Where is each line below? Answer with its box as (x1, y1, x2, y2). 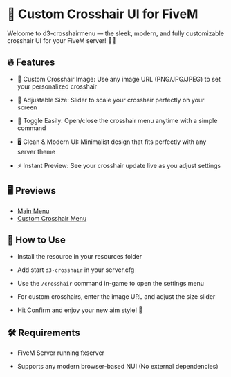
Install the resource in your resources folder (17, 252, 142, 261)
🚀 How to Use (7, 234, 66, 246)
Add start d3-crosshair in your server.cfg (17, 266, 135, 274)
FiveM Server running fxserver (17, 349, 105, 357)
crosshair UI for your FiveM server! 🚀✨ (7, 36, 116, 44)
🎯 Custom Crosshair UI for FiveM (7, 6, 198, 22)
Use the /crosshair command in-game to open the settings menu (17, 279, 205, 288)
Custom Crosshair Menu (17, 214, 87, 222)
